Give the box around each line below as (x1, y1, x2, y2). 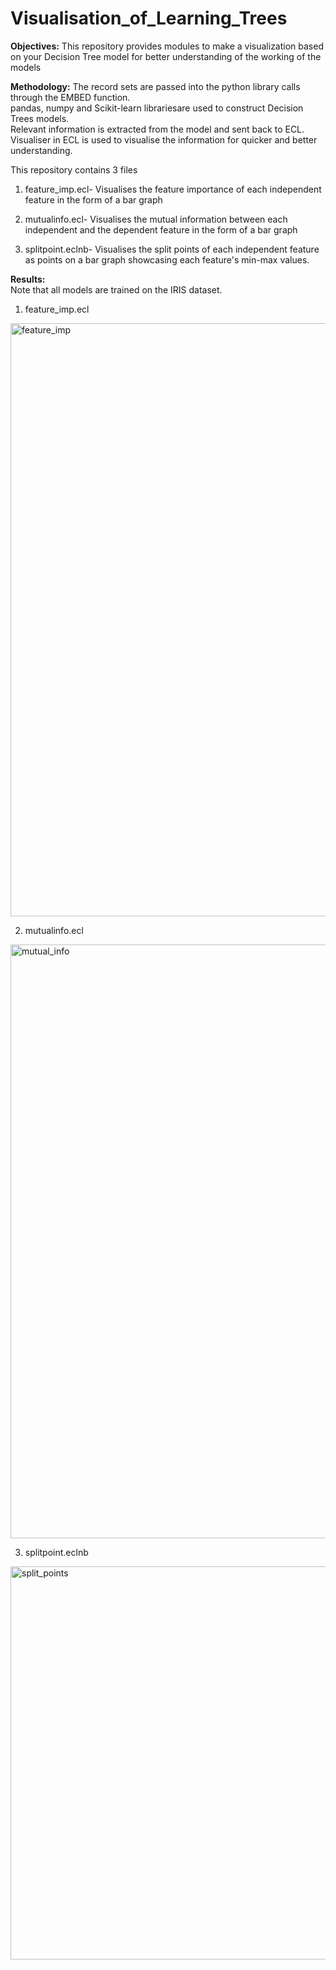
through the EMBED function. (10, 91, 131, 103)
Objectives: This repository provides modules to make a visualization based (10, 40, 324, 52)
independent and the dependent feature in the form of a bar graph (24, 223, 298, 236)
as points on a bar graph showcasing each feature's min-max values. (24, 253, 310, 266)
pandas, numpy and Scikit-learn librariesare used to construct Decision (10, 102, 304, 114)
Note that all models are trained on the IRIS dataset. (10, 283, 223, 296)
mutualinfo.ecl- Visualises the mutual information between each (24, 213, 288, 225)
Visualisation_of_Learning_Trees (10, 7, 288, 30)
